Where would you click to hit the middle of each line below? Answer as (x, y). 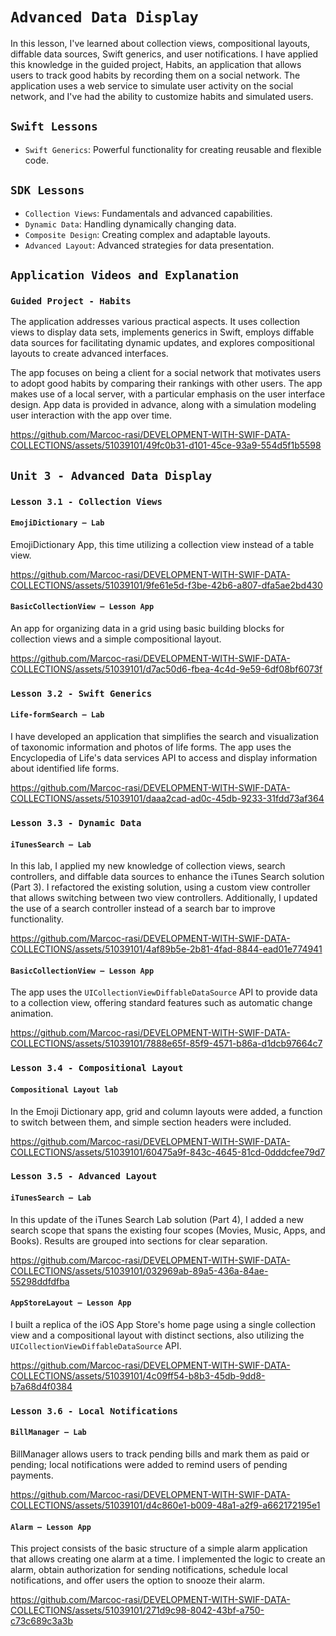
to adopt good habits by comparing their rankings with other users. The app (166, 384)
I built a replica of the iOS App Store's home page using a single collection (163, 1324)
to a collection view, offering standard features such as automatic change (161, 1003)
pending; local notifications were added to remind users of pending (149, 1464)
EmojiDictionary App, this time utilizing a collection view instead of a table (162, 544)
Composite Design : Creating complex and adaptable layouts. (147, 234)
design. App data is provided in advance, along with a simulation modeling (163, 405)
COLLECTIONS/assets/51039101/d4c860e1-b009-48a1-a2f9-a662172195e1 (165, 1505)
